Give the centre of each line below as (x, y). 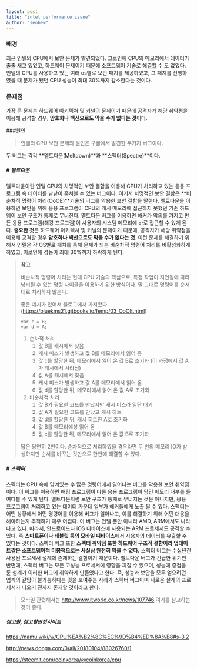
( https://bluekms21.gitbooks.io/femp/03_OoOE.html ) (84, 311)
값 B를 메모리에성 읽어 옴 (66, 426)
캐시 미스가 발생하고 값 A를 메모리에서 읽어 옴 (90, 382)
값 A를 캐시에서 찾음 (61, 375)
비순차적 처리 (44, 397)
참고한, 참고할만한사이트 (34, 621)
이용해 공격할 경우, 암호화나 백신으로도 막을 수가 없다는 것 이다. (77, 118)
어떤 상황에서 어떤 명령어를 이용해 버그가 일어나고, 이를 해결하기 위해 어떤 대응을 (98, 514)
